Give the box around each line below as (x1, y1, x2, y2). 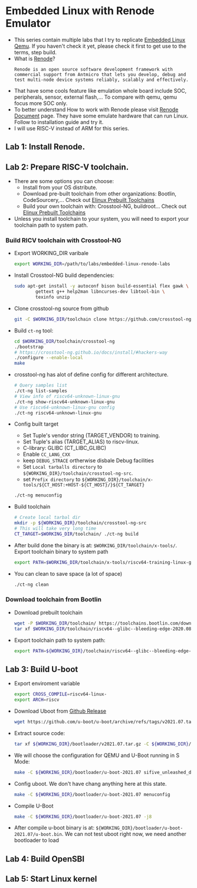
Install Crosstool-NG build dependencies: (14, 272, 114, 279)
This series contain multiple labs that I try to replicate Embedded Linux (14, 36, 186, 43)
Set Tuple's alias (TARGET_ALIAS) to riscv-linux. (22, 438, 140, 445)
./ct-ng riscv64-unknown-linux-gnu (14, 410, 102, 416)
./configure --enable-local (14, 355, 83, 361)
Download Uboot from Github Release (14, 707, 107, 715)
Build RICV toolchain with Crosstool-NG (5, 236, 122, 244)
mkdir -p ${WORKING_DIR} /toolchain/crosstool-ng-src (14, 520, 147, 526)
